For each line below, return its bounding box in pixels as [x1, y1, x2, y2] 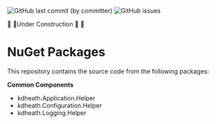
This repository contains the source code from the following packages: [7, 67, 210, 76]
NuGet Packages [7, 44, 106, 60]
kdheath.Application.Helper [17, 94, 96, 102]
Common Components [7, 80, 74, 89]
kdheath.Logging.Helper [17, 108, 87, 117]
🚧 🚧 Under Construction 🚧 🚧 [7, 20, 85, 28]
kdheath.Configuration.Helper [17, 101, 102, 109]
